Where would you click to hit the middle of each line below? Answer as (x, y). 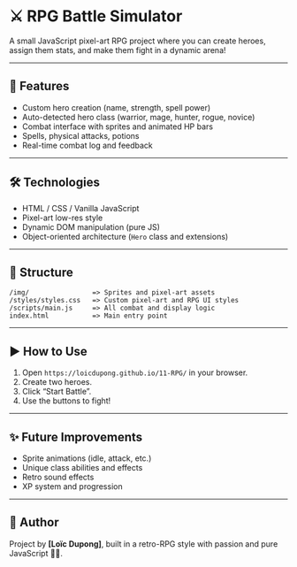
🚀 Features (39, 86)
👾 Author (34, 522)
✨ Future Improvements (76, 437)
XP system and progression (72, 487)
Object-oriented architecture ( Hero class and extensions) (125, 236)
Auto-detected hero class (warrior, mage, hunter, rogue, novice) (138, 117)
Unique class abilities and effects (82, 467)
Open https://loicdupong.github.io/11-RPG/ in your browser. (135, 372)
